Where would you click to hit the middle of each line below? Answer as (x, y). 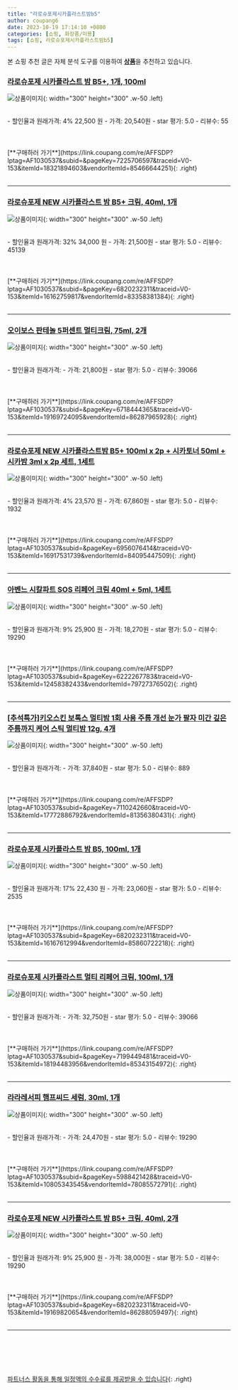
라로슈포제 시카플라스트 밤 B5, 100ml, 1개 (74, 849)
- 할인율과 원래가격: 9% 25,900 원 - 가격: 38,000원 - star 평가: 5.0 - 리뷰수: (113, 1258)
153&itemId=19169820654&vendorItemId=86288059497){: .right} (103, 1313)
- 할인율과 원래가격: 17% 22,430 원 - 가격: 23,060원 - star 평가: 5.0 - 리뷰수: (114, 889)
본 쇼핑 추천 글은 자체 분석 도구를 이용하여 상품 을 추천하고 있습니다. (100, 62)
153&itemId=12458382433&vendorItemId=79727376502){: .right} (103, 684)
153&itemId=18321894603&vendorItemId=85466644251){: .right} (102, 169)
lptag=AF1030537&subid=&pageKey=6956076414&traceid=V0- (100, 548)
